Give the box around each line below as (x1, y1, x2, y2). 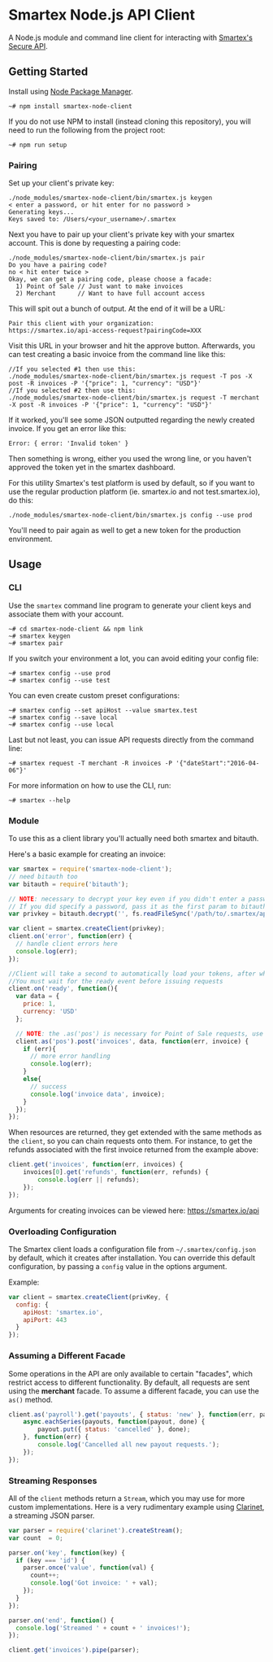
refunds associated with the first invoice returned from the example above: (8, 1145, 258, 1154)
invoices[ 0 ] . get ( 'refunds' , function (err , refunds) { (23, 1168, 209, 1176)
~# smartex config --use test (8, 676, 111, 684)
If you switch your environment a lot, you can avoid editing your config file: (8, 653, 259, 663)
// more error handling (29, 1052, 111, 1061)
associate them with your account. (8, 609, 124, 619)
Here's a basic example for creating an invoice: (8, 849, 167, 859)
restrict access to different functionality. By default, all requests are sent (8, 1377, 250, 1387)
